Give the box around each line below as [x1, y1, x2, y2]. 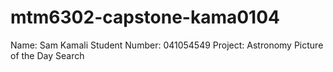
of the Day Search [10, 49, 85, 61]
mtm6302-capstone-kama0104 [10, 6, 281, 29]
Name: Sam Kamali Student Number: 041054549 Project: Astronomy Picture [10, 39, 324, 51]
